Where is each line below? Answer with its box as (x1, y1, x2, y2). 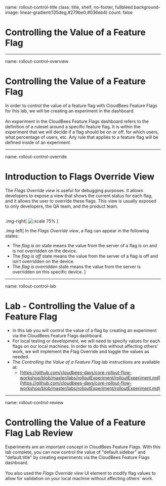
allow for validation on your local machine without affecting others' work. (5, 475, 154, 481)
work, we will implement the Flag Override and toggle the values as (12, 348, 149, 354)
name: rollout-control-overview (5, 58, 69, 64)
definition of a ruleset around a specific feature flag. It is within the (5, 123, 141, 129)
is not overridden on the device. (12, 248, 78, 254)
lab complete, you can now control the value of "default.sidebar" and (5, 449, 146, 455)
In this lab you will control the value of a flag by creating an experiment (12, 327, 157, 333)
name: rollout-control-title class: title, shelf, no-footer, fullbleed (5, 4, 133, 10)
